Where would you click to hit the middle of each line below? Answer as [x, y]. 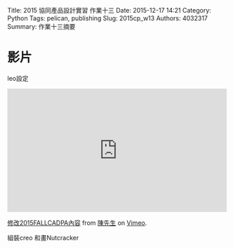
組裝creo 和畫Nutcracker [43, 237]
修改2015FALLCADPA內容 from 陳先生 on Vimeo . [77, 223]
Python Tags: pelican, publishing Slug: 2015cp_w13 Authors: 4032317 [108, 18]
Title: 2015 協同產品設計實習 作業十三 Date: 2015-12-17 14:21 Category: [109, 10]
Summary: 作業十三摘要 [41, 26]
